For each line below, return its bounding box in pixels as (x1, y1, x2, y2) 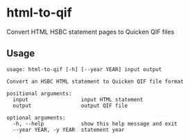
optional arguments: (6, 114, 67, 121)
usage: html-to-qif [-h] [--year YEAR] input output (6, 66, 162, 73)
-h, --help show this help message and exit (12, 120, 178, 127)
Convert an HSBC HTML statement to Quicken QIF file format (6, 78, 184, 85)
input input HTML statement (12, 96, 144, 103)
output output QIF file (12, 102, 128, 109)
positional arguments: (6, 90, 72, 97)
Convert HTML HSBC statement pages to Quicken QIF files (6, 28, 175, 36)
